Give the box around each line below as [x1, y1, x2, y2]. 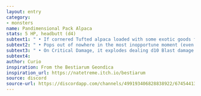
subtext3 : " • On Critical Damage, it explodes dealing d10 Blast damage [6, 48, 194, 54]
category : [6, 14, 31, 20]
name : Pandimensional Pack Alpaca [6, 25, 93, 32]
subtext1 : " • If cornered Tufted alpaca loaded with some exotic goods [6, 36, 191, 42]
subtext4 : [6, 53, 31, 59]
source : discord [6, 75, 47, 81]
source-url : [6, 81, 36, 87]
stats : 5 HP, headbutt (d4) [6, 31, 77, 37]
